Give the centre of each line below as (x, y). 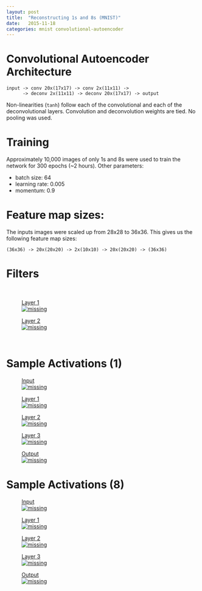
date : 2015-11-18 (31, 23)
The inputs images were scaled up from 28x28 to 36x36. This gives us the (99, 232)
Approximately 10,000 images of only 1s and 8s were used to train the (93, 160)
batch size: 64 (33, 178)
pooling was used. (30, 118)
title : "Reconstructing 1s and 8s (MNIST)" (64, 18)
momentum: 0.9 (35, 191)
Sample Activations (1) (64, 364)
